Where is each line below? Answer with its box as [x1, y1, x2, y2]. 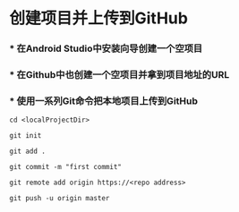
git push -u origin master [9, 194, 110, 203]
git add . [9, 147, 47, 157]
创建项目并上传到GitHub [9, 8, 188, 29]
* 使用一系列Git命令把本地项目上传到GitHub [9, 95, 199, 107]
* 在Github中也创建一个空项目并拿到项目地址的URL [9, 69, 230, 81]
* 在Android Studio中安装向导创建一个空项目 [9, 42, 203, 55]
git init [9, 131, 42, 140]
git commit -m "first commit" [9, 163, 123, 172]
